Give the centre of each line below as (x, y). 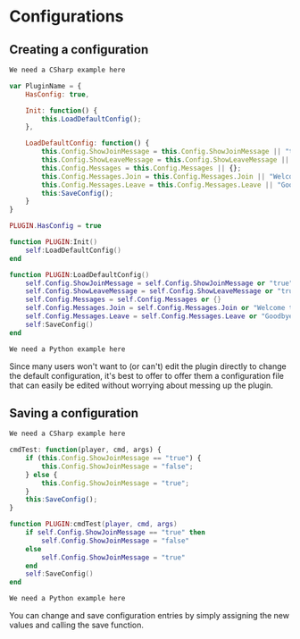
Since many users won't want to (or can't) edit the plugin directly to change (148, 366)
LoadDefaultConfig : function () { (87, 143)
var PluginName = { (46, 86)
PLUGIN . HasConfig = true (55, 226)
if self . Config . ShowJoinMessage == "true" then (115, 533)
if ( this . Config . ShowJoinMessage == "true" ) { (113, 458)
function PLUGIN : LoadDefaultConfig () (79, 274)
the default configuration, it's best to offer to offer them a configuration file (146, 375)
